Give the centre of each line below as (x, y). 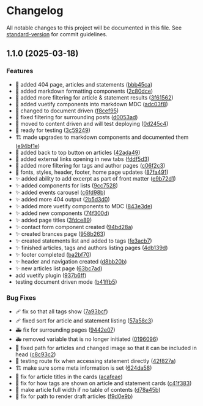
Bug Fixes (21, 297)
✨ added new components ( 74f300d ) (62, 213)
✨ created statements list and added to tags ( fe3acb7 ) (83, 241)
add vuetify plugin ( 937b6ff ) (51, 275)
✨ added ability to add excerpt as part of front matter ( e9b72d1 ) (95, 178)
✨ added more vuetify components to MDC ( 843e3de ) (84, 206)
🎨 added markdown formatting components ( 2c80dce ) (84, 91)
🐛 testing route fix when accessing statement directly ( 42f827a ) (95, 361)
